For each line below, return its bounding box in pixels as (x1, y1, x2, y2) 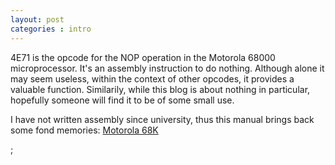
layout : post (10, 14, 65, 25)
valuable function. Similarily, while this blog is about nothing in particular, (10, 83, 311, 95)
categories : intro (10, 24, 92, 34)
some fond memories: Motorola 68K (10, 124, 159, 136)
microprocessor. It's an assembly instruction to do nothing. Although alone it (10, 62, 325, 74)
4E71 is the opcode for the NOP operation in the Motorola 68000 (10, 51, 276, 63)
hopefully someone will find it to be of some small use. (10, 94, 235, 106)
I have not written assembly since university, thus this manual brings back (10, 113, 315, 125)
